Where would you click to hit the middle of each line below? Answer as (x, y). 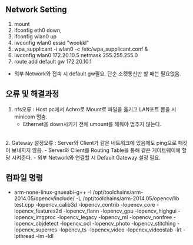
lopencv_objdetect (36, 224)
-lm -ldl (45, 236)
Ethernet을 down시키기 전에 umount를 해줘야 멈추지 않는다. (92, 124)
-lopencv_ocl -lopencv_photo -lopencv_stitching (118, 224)
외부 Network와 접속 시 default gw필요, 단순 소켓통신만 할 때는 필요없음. (97, 74)
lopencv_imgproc (35, 217)
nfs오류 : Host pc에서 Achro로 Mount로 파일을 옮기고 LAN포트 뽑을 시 (95, 109)
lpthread (24, 236)
